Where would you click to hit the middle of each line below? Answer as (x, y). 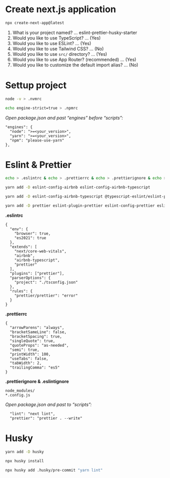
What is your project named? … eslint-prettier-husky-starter (75, 32)
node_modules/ (20, 391)
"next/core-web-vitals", (40, 251)
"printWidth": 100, (30, 354)
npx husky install (25, 461)
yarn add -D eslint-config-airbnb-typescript (54, 197)
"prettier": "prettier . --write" (46, 418)
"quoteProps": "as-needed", (39, 345)
